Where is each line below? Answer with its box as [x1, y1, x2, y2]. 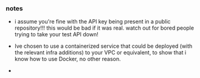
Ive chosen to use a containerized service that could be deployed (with [14, 42, 193, 50]
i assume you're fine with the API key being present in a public [14, 18, 171, 25]
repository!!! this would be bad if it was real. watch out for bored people [14, 24, 195, 31]
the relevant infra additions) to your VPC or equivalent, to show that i [14, 49, 187, 56]
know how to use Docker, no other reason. [14, 56, 121, 63]
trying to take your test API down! [14, 31, 98, 38]
